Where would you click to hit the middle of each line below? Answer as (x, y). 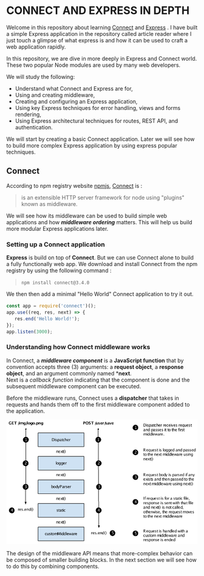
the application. (26, 411)
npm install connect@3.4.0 (55, 283)
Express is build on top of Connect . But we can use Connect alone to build (100, 258)
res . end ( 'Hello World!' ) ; (47, 319)
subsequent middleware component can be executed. (74, 386)
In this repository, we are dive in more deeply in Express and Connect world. (102, 58)
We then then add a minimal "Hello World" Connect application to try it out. (100, 294)
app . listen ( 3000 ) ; (29, 332)
